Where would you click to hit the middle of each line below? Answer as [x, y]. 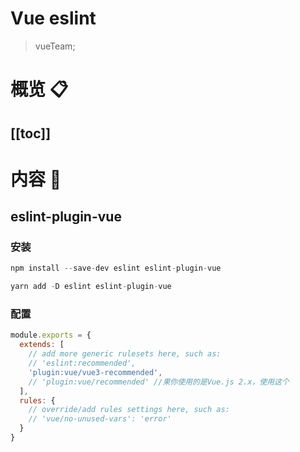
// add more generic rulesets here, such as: [125, 354]
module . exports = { [51, 335]
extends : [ [42, 345]
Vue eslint [53, 18]
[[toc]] [31, 133]
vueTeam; [55, 46]
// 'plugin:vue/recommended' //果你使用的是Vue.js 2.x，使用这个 [159, 382]
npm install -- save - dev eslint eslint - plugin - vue [116, 268]
